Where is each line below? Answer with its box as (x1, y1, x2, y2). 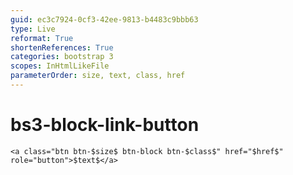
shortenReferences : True (10, 42, 114, 53)
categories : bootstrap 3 (10, 52, 114, 62)
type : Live (10, 24, 56, 34)
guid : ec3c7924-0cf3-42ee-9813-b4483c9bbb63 (10, 14, 199, 25)
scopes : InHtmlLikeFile (10, 61, 110, 71)
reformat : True (10, 33, 74, 43)
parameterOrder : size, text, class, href (10, 71, 186, 81)
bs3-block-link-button (10, 114, 200, 136)
